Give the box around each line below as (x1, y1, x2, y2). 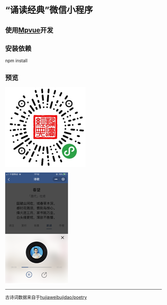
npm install (5, 58, 28, 64)
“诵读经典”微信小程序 (5, 4, 93, 16)
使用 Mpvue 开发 (5, 26, 54, 34)
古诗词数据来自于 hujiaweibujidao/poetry (5, 294, 87, 301)
